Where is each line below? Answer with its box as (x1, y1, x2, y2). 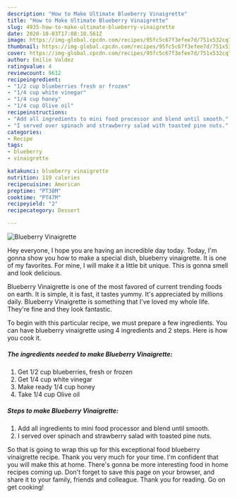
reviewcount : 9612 (7, 69, 61, 76)
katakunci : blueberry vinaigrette (7, 167, 109, 174)
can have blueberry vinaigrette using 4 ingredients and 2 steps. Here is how (7, 326, 228, 334)
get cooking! (7, 482, 44, 491)
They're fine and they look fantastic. (7, 305, 113, 313)
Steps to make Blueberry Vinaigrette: (7, 406, 119, 415)
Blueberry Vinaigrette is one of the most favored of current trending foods (7, 283, 222, 290)
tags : (7, 142, 23, 149)
